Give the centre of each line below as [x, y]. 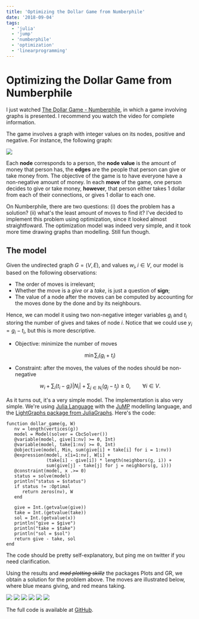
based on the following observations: [52, 273]
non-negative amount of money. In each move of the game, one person [94, 182]
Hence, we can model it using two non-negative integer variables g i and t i [97, 316]
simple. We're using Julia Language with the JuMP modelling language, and [99, 406]
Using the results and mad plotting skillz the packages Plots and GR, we [94, 573]
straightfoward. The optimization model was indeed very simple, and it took [99, 225]
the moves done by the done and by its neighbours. [78, 303]
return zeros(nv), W [47, 492]
